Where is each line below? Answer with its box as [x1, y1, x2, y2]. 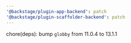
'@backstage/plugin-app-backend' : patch [6, 8, 107, 15]
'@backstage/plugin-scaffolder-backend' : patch [6, 14, 126, 20]
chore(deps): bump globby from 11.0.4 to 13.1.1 [6, 30, 117, 37]
